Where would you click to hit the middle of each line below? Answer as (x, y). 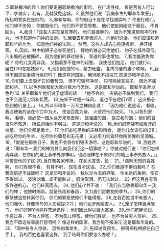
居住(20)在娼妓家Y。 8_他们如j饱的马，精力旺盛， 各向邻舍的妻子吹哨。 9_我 (82, 69)
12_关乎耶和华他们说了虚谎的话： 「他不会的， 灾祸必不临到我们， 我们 (86, 93)
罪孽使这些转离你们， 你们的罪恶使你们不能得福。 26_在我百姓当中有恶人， (81, 197)
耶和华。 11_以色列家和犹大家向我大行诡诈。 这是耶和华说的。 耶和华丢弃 (78, 87)
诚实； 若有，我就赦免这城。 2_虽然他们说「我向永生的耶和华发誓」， (87, 13)
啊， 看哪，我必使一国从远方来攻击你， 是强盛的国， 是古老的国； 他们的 (78, 118)
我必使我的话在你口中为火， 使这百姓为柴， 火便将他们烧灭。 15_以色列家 (79, 112)
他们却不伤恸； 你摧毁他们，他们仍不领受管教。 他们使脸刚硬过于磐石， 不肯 (82, 26)
